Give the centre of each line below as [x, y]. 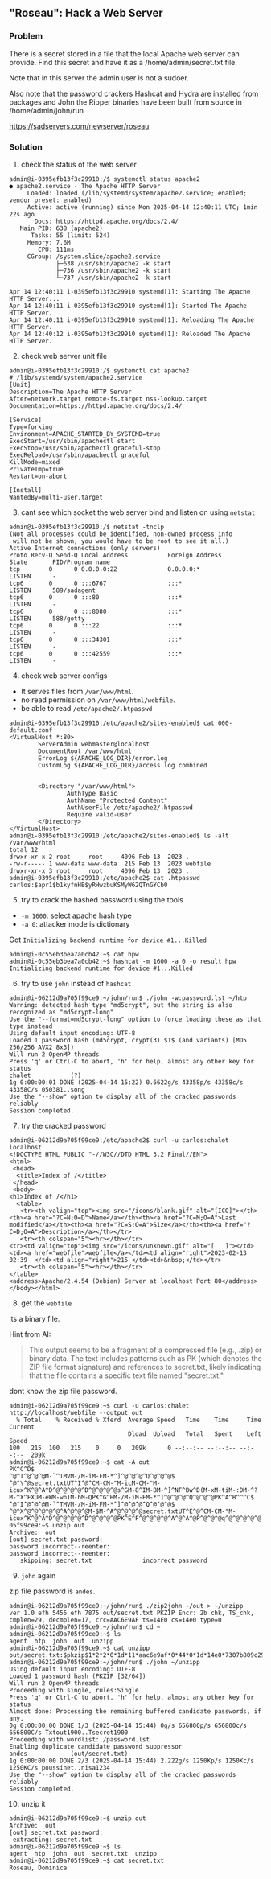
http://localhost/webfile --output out [76, 1412]
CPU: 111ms [56, 249]
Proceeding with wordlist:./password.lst [80, 1739]
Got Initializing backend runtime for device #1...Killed [108, 939]
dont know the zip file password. [63, 1391]
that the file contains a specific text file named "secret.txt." [126, 1375]
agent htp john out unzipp [62, 1641]
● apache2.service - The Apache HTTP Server [85, 186]
